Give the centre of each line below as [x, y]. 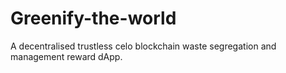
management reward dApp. [66, 56]
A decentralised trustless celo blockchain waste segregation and [143, 46]
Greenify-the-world [93, 18]
